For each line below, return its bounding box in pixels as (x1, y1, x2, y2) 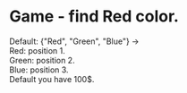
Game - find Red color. (9, 6, 179, 27)
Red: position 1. (9, 45, 65, 55)
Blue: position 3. (9, 64, 69, 75)
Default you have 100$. (9, 73, 95, 84)
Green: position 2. (9, 55, 75, 65)
